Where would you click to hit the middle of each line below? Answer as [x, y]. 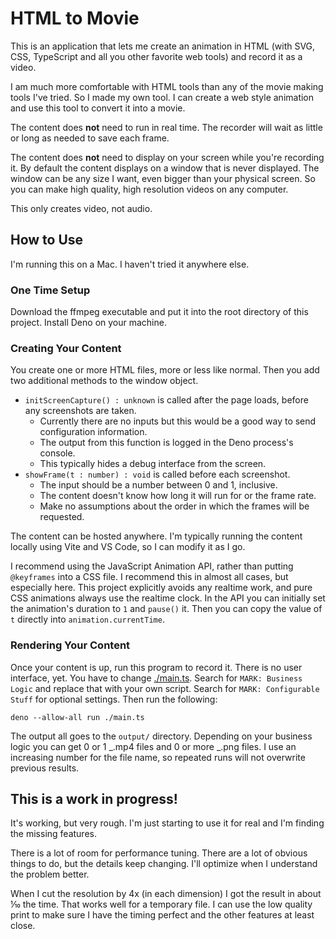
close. [23, 926]
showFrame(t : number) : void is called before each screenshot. [157, 474]
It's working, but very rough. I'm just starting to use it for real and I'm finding [167, 823]
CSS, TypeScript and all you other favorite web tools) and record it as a [156, 56]
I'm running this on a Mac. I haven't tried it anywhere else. [130, 264]
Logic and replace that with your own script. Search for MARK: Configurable [165, 688]
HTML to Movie [75, 18]
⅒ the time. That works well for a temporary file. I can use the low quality [161, 904]
